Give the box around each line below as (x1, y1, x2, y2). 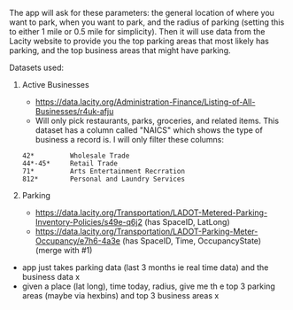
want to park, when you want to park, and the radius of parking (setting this (9, 17, 285, 27)
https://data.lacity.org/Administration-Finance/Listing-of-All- (35, 97, 256, 107)
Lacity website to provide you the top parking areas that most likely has (9, 35, 270, 46)
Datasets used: (9, 62, 65, 73)
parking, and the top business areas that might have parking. (9, 45, 232, 56)
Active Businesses (21, 80, 90, 89)
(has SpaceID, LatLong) (144, 217, 230, 227)
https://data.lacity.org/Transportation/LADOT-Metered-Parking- (35, 207, 268, 218)
